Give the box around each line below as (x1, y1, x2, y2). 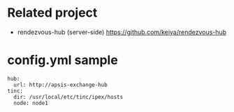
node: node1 (13, 99, 49, 106)
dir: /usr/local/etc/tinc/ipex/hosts (13, 93, 124, 100)
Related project (7, 5, 98, 21)
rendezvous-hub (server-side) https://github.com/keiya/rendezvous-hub (17, 28, 227, 36)
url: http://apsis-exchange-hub (13, 81, 108, 88)
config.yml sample (7, 52, 119, 68)
